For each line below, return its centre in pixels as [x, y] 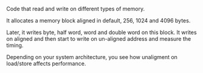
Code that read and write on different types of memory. [75, 9]
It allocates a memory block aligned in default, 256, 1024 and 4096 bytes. [98, 20]
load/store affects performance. [46, 64]
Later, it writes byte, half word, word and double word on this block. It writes [101, 32]
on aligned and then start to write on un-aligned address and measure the [99, 39]
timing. [15, 45]
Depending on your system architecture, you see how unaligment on [92, 57]
